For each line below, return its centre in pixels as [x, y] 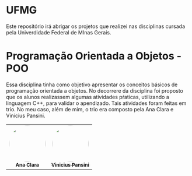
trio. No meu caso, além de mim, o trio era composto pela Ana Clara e [90, 109]
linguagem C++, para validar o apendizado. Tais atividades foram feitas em [96, 103]
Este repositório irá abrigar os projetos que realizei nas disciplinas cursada [96, 26]
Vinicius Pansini [70, 165]
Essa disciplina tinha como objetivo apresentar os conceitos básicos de [92, 85]
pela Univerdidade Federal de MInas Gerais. [59, 32]
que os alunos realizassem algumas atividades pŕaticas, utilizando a [88, 97]
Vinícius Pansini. [26, 115]
